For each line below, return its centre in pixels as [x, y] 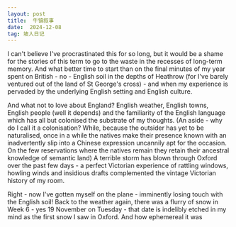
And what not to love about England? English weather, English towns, [108, 105]
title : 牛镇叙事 [31, 21]
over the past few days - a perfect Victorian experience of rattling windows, [118, 166]
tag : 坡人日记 [26, 34]
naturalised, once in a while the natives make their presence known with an [117, 135]
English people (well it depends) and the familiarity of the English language [117, 113]
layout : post [27, 14]
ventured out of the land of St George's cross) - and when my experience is [118, 84]
